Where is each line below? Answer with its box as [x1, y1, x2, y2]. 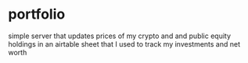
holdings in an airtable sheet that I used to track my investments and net [8, 39, 241, 48]
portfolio [8, 5, 66, 23]
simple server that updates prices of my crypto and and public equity [8, 31, 232, 40]
